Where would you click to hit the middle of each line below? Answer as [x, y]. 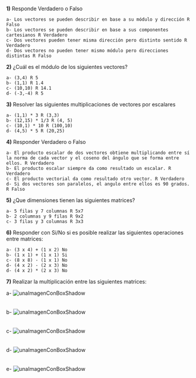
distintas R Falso [29, 56]
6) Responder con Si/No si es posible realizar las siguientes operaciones [95, 232]
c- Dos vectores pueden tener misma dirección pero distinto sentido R [97, 40]
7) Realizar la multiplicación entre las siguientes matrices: [76, 281]
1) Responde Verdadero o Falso [45, 9]
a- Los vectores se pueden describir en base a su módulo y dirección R [98, 20]
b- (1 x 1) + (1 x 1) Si [37, 255]
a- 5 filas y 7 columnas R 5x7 [45, 211]
